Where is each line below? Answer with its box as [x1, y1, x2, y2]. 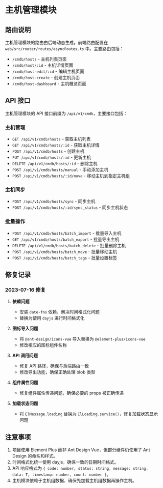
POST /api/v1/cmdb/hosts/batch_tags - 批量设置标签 [12, 255, 117, 260]
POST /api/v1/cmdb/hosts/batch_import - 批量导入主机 [12, 230, 121, 236]
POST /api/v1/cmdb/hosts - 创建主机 [12, 148, 85, 154]
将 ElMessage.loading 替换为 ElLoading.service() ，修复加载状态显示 [19, 411, 158, 417]
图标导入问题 [12, 325, 38, 332]
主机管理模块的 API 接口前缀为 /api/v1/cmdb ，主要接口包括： [5, 110, 128, 116]
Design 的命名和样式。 [12, 453, 58, 459]
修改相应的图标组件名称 [19, 342, 67, 348]
